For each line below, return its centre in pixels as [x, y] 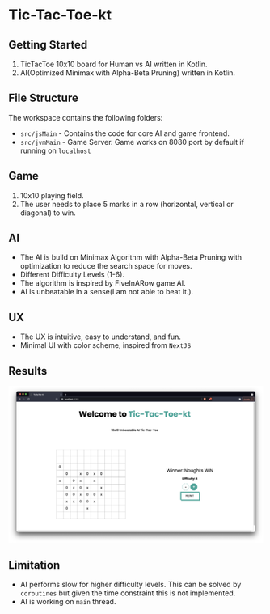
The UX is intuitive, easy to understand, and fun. [101, 337]
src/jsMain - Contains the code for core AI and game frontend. [125, 133]
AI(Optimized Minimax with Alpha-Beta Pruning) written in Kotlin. [128, 73]
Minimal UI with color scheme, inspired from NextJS [105, 345]
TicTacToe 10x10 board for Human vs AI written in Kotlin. [114, 64]
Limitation [34, 565]
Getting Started [48, 45]
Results [28, 371]
